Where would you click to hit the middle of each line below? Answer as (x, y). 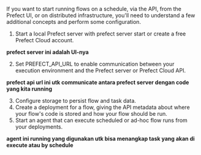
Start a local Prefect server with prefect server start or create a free (100, 34)
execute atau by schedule (40, 145)
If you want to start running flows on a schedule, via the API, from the (94, 9)
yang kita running (29, 89)
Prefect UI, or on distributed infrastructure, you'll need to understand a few (101, 15)
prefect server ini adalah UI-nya (47, 52)
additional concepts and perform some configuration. (74, 22)
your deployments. (39, 127)
